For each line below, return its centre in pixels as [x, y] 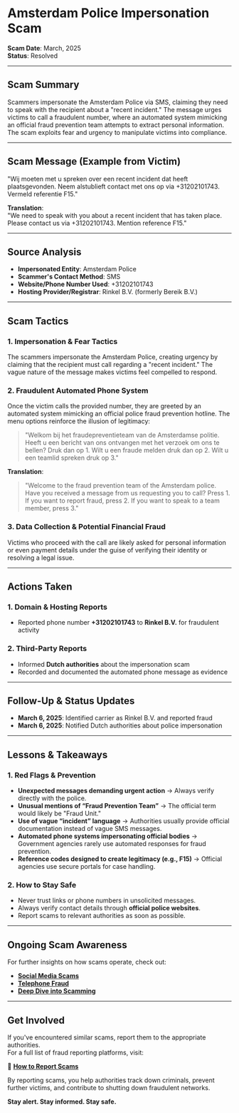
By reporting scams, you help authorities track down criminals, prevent [111, 1080]
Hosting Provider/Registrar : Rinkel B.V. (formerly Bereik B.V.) [107, 292]
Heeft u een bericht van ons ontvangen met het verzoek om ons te [122, 443]
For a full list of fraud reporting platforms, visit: [76, 1053]
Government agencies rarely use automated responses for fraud [112, 844]
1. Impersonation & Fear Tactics [63, 341]
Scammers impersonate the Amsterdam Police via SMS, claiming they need [118, 102]
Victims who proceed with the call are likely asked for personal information [117, 542]
